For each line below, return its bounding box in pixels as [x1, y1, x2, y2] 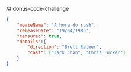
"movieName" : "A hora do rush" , [17, 22, 97, 28]
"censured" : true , [17, 33, 62, 39]
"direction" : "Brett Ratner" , [27, 44, 102, 50]
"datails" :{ [17, 39, 46, 45]
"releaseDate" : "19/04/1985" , [17, 27, 92, 33]
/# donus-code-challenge [6, 5, 69, 12]
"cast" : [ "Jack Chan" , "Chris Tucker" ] [27, 50, 126, 56]
